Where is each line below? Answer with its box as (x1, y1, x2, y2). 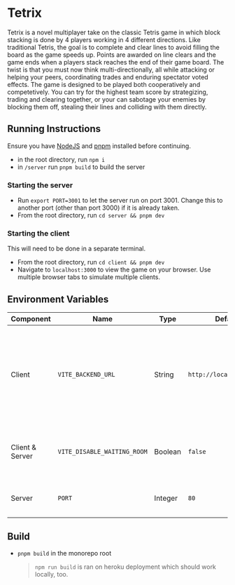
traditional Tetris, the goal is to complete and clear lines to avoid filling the (7, 43, 220, 51)
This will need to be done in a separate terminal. (7, 244, 145, 253)
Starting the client (7, 228, 70, 238)
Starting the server (7, 180, 73, 190)
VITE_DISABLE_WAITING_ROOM (57, 448, 148, 456)
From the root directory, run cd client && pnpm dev (17, 258, 165, 267)
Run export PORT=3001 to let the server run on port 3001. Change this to (17, 196, 223, 205)
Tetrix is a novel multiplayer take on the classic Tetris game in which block (7, 28, 221, 36)
